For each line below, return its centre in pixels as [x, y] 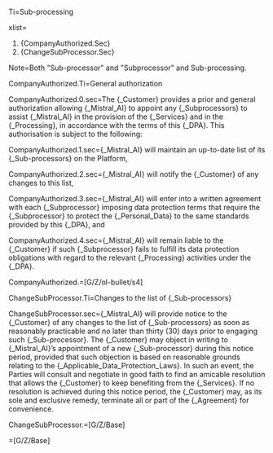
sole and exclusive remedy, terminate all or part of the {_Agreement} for [129, 400]
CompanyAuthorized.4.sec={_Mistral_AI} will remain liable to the [116, 240]
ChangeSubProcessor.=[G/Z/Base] [67, 424]
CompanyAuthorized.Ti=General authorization [86, 84]
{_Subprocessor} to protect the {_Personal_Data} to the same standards [129, 216]
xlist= [18, 27]
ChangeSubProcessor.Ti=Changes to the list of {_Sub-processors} [120, 298]
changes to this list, [41, 183]
